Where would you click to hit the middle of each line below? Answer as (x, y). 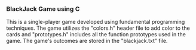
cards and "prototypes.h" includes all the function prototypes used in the (96, 35)
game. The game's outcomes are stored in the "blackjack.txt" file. (87, 41)
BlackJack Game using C (43, 9)
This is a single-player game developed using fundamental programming (96, 22)
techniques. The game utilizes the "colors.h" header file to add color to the (98, 28)
